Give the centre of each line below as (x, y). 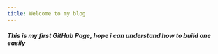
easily (16, 43)
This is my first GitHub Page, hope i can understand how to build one (109, 36)
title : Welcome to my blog (46, 13)
